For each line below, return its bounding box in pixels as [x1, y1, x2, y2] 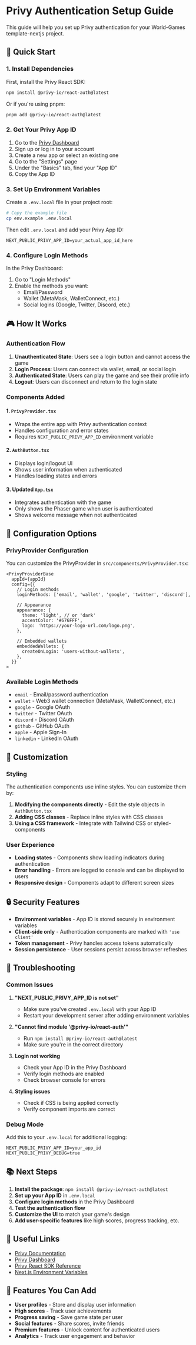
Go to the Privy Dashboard [14, 139, 79, 146]
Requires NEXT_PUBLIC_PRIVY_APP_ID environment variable [14, 433, 154, 440]
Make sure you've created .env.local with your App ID [23, 1005, 157, 1013]
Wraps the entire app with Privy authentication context [14, 420, 147, 427]
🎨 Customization [6, 752, 68, 762]
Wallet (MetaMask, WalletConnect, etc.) [23, 295, 120, 302]
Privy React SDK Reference [14, 1262, 81, 1269]
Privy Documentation [14, 1249, 66, 1256]
